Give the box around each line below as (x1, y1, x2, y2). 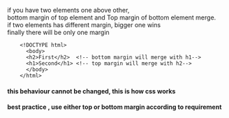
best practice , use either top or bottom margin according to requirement (7, 103, 222, 111)
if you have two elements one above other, (7, 6, 130, 14)
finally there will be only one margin (7, 28, 110, 36)
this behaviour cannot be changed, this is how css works (7, 87, 176, 95)
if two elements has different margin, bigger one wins (7, 21, 161, 29)
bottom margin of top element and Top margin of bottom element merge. (7, 13, 216, 22)
